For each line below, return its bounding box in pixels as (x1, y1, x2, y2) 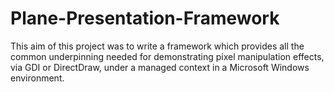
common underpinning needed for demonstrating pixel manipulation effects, (10, 50, 325, 62)
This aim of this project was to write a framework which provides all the (10, 40, 305, 52)
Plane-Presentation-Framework (10, 7, 280, 30)
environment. (10, 72, 65, 84)
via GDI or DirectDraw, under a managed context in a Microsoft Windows (10, 61, 310, 73)
